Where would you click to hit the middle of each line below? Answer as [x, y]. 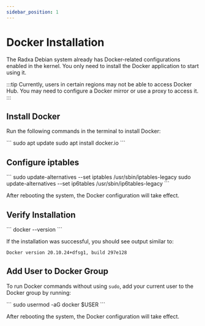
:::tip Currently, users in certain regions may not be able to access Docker [99, 84]
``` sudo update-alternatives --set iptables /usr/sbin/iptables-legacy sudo [99, 177]
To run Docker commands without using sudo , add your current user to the [100, 286]
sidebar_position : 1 [33, 12]
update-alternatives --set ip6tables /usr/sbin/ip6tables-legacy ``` [88, 184]
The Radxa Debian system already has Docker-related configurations [93, 59]
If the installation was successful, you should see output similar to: [90, 241]
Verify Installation [41, 215]
